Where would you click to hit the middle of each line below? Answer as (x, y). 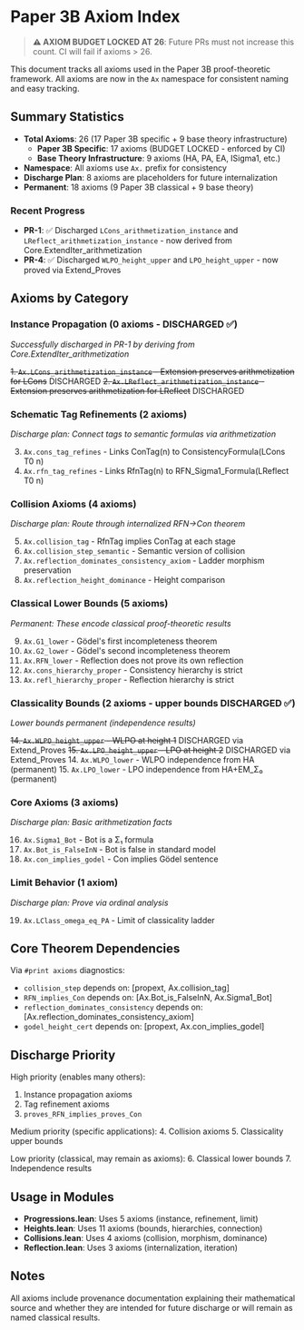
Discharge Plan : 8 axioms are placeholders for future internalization (150, 177)
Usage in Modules (62, 1197)
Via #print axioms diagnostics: (68, 970)
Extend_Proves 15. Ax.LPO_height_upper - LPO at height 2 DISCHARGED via (151, 750)
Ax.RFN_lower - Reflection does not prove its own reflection (133, 660)
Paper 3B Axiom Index (95, 17)
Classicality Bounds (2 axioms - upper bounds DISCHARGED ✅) (153, 703)
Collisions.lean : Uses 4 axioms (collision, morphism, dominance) (145, 1237)
